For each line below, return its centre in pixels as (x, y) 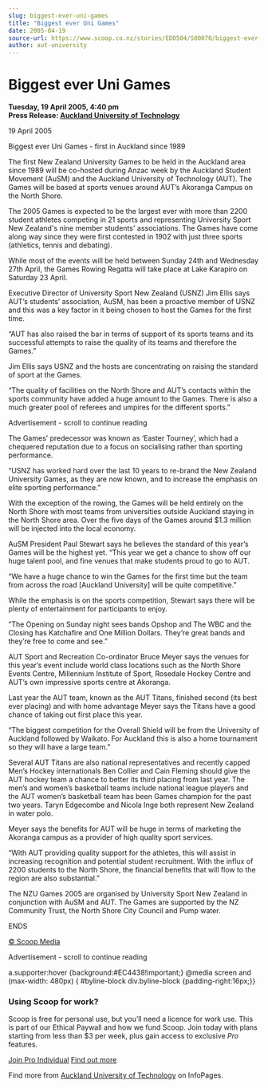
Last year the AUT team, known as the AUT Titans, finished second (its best (133, 698)
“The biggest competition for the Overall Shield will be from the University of (134, 730)
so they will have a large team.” (59, 747)
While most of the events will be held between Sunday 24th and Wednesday (134, 261)
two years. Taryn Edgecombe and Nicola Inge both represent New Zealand (131, 805)
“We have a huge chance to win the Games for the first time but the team (128, 576)
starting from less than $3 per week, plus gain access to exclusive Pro (124, 1036)
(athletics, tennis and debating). (61, 245)
